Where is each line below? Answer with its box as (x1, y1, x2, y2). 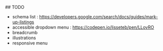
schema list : (12, 14, 39, 19)
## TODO (5, 4, 25, 10)
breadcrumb (12, 30, 38, 35)
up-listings (12, 19, 35, 25)
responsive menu (12, 40, 48, 46)
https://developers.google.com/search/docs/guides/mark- (39, 14, 158, 19)
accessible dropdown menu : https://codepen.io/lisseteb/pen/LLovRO (12, 24, 155, 30)
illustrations (12, 35, 36, 41)
